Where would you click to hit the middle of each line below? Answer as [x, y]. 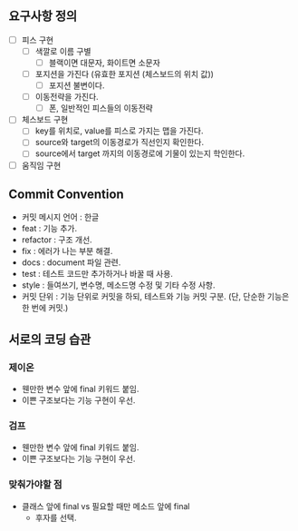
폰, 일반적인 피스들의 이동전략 [101, 108]
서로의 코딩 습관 [50, 339]
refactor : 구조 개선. [57, 240]
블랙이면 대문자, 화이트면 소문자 [104, 63]
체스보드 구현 [45, 120]
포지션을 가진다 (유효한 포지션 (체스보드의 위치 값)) [125, 74]
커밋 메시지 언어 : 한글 [60, 217]
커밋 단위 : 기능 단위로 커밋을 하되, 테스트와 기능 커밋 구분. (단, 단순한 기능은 [155, 297]
